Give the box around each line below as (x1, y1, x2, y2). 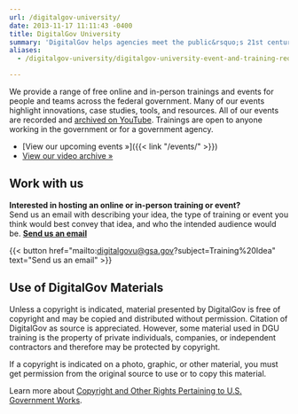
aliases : (9, 46, 42, 55)
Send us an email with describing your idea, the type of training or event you (9, 209, 289, 220)
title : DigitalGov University (9, 29, 122, 38)
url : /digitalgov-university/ (9, 12, 122, 22)
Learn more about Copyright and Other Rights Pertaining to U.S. (9, 385, 242, 395)
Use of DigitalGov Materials (9, 280, 164, 295)
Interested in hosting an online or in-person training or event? (9, 199, 241, 210)
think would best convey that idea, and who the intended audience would (9, 218, 277, 229)
